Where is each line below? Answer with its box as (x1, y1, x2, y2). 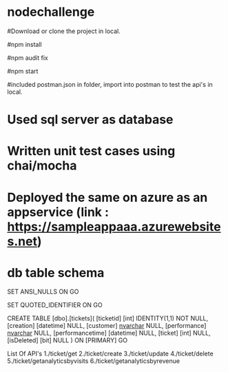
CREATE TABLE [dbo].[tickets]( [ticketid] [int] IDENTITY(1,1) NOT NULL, (7, 314, 209, 322)
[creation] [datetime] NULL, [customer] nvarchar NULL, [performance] (7, 322, 207, 330)
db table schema (7, 265, 105, 280)
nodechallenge (7, 4, 95, 20)
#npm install (7, 40, 43, 48)
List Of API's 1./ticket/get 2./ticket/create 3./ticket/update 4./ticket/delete (7, 349, 214, 358)
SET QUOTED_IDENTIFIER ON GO (7, 301, 103, 309)
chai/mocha (7, 158, 77, 174)
